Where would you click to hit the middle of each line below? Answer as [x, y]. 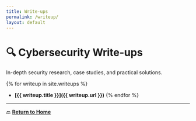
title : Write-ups [27, 11]
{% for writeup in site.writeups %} [47, 84]
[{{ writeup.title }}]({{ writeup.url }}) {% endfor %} [77, 95]
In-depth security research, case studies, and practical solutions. [84, 72]
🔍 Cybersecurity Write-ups [74, 52]
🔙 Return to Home [29, 112]
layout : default [26, 22]
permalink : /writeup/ [32, 17]
